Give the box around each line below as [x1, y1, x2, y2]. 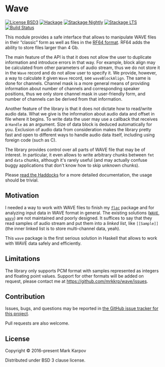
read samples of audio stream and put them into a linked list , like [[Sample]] [5, 220, 159, 226]
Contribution [5, 292, 45, 301]
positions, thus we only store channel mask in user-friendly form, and [5, 91, 146, 97]
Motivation [5, 191, 39, 200]
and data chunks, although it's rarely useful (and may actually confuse [5, 157, 147, 163]
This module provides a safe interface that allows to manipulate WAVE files [5, 34, 156, 40]
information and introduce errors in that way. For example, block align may [5, 59, 156, 65]
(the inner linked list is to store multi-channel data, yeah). [5, 225, 120, 231]
